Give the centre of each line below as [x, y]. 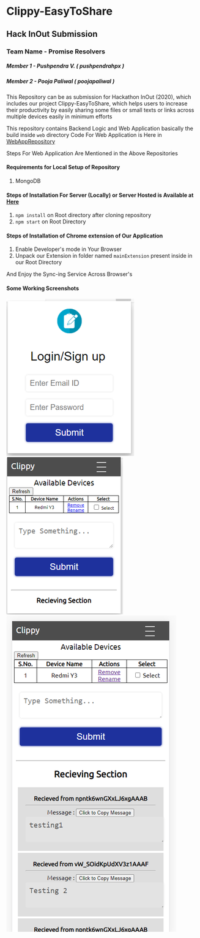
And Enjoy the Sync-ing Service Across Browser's [69, 274]
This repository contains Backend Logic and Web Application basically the [100, 128]
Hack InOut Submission [52, 34]
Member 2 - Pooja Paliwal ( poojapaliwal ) [61, 82]
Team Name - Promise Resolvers [56, 52]
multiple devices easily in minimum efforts [59, 116]
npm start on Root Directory [50, 221]
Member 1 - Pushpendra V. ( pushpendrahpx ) [65, 66]
